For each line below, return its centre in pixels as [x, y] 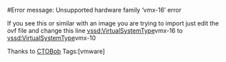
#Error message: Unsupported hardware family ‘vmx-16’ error [94, 10]
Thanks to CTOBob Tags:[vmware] [56, 51]
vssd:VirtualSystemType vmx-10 [52, 38]
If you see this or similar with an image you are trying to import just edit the [113, 23]
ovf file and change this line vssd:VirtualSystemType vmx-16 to [95, 31]
